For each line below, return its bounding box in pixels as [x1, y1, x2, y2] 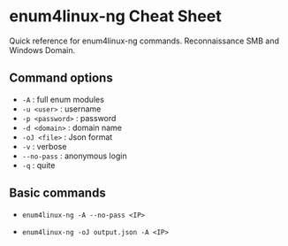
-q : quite [21, 159, 56, 170]
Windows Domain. [9, 44, 76, 55]
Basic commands [9, 186, 106, 201]
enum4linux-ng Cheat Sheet [9, 6, 223, 27]
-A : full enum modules [21, 94, 104, 104]
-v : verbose [21, 141, 67, 151]
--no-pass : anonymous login [21, 150, 127, 161]
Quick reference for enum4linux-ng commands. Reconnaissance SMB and [9, 35, 280, 46]
